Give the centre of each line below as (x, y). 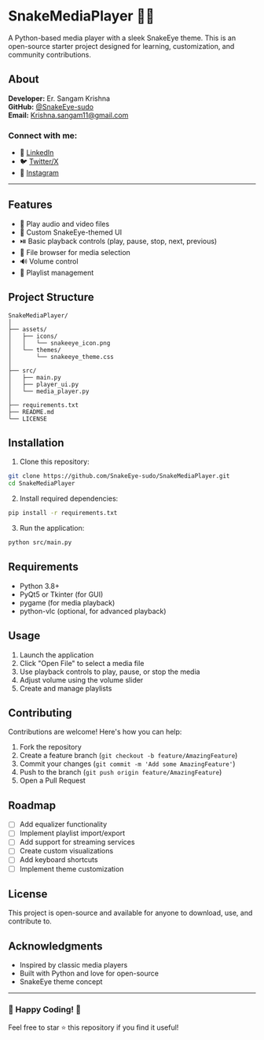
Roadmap (32, 805)
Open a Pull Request (53, 781)
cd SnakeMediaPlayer (42, 483)
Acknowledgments (56, 946)
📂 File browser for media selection (75, 252)
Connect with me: (43, 135)
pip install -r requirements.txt (63, 513)
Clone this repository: (54, 462)
